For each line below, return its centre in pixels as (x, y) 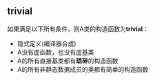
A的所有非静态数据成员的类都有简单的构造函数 (83, 69)
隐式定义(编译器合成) (47, 43)
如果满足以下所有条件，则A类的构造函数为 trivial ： (78, 29)
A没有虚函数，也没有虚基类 (55, 52)
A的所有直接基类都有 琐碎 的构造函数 (68, 61)
